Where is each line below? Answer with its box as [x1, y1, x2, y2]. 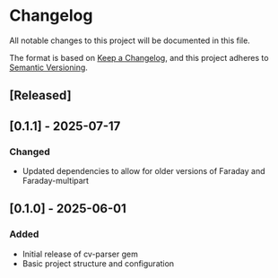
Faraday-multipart [22, 176, 90, 187]
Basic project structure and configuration [22, 257, 175, 269]
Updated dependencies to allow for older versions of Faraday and [22, 166, 265, 177]
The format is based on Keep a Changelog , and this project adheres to [9, 52, 269, 63]
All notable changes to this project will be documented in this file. [9, 35, 251, 46]
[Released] [9, 88, 72, 103]
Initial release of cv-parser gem [22, 248, 139, 259]
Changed [9, 145, 51, 158]
